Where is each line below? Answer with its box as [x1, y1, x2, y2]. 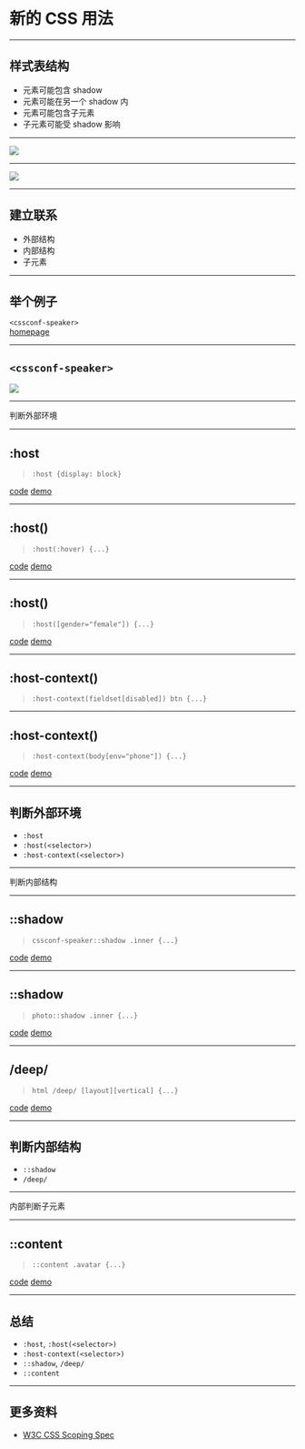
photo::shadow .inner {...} [31, 1011, 138, 1020]
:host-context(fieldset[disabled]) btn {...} [31, 694, 207, 704]
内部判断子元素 [9, 1201, 65, 1211]
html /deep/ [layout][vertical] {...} [31, 1086, 179, 1095]
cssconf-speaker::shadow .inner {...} [31, 936, 179, 945]
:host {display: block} [31, 470, 123, 479]
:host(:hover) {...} [31, 544, 110, 553]
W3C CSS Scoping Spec [22, 1429, 115, 1440]
